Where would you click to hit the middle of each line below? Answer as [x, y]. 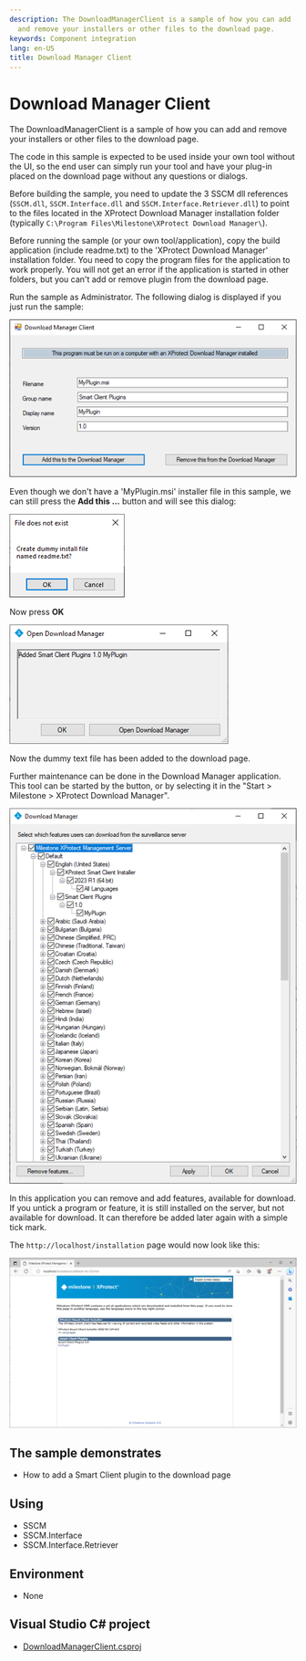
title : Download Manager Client [71, 58]
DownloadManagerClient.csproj [82, 1646]
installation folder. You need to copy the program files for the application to [150, 260]
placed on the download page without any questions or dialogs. [129, 176]
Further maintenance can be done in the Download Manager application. [145, 777]
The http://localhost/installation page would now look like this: [135, 1245]
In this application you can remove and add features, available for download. [153, 1198]
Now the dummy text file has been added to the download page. [130, 758]
